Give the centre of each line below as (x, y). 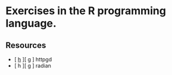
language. (31, 23)
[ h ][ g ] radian (33, 66)
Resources (26, 45)
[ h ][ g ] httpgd (33, 59)
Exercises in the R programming (86, 11)
